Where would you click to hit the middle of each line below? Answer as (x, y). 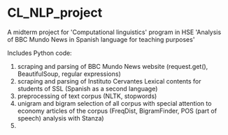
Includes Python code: (40, 53)
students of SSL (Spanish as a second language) (87, 88)
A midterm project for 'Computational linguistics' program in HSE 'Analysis (114, 32)
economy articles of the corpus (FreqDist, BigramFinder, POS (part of (117, 111)
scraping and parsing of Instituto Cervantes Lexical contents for (109, 81)
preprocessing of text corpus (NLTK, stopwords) (87, 96)
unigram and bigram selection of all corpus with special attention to (114, 103)
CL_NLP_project (55, 13)
